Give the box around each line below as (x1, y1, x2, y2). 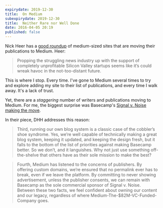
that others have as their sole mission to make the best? (39, 152, 152, 158)
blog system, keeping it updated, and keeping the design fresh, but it (17, 137, 155, 142)
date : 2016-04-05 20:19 (5, 25, 54, 30)
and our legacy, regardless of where (17, 192, 90, 198)
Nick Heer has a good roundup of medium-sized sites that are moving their (5, 43, 155, 49)
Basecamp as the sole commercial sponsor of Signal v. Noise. (17, 182, 141, 188)
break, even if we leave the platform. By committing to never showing (17, 172, 156, 177)
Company (17, 198, 37, 203)
